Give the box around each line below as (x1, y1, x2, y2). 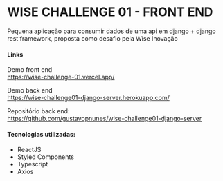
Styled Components (17, 153, 75, 161)
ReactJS (17, 146, 42, 154)
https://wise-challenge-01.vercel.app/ (7, 73, 115, 82)
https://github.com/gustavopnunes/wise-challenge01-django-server (7, 115, 202, 123)
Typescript (17, 160, 48, 169)
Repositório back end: (7, 107, 70, 115)
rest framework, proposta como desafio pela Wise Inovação (7, 34, 178, 42)
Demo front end (7, 66, 53, 74)
